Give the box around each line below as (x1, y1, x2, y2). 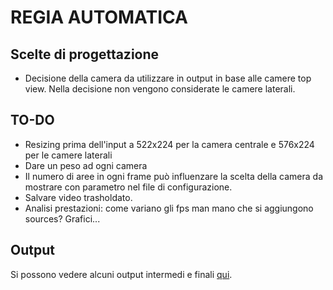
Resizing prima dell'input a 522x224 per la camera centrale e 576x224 (24, 138, 315, 150)
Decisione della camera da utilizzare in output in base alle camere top (24, 72, 312, 84)
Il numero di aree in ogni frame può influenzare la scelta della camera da (24, 170, 324, 182)
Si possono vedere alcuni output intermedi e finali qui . (10, 268, 233, 280)
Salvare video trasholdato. (24, 191, 133, 203)
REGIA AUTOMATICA (10, 6, 188, 29)
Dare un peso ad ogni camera (24, 159, 148, 171)
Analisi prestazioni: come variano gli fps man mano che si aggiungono (24, 202, 314, 214)
